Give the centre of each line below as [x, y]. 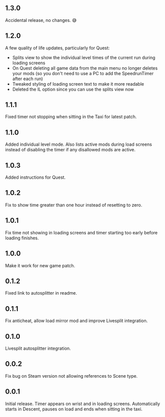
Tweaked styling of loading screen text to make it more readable [78, 84]
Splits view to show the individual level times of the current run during [84, 57]
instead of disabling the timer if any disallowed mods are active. [70, 150]
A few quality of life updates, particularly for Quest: [58, 48]
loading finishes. [22, 238]
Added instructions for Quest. [36, 177]
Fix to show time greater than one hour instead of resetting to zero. [74, 205]
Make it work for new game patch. [40, 265]
